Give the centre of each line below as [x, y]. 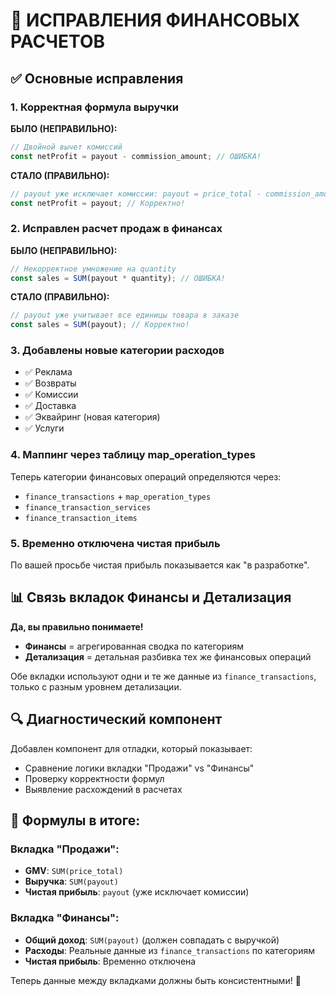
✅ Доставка [50, 406]
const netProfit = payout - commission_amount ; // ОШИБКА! [136, 156]
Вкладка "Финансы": [65, 918]
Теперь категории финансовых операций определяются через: [146, 476]
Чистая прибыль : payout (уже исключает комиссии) [137, 892]
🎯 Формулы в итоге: [75, 820]
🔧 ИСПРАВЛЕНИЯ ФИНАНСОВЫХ [155, 20]
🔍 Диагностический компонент [116, 719]
